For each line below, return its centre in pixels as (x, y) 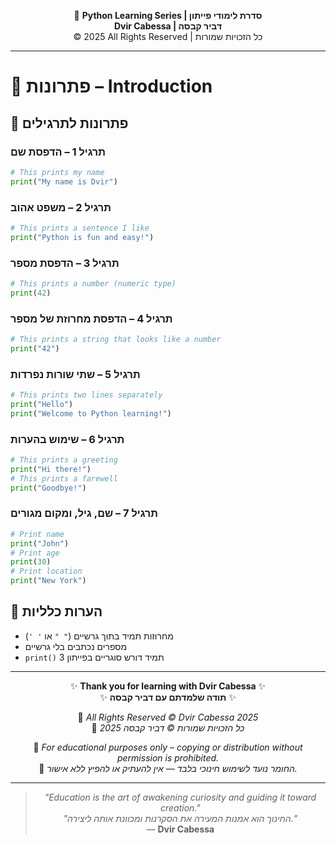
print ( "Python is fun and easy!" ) (82, 237)
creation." (180, 807)
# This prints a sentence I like (80, 228)
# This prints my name (57, 172)
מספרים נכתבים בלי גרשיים (76, 646)
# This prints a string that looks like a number (116, 340)
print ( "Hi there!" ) (51, 469)
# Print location (46, 571)
